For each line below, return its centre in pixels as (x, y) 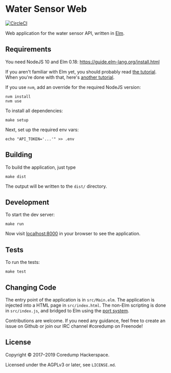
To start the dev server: (30, 215)
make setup (17, 120)
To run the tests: (23, 262)
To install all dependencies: (34, 111)
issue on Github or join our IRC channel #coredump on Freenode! (74, 326)
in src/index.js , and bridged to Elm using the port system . (67, 311)
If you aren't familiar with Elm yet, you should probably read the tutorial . (81, 72)
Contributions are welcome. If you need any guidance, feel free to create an (85, 321)
